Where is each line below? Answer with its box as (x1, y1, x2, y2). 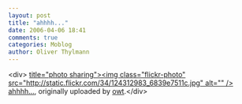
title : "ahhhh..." (8, 19, 69, 27)
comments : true (8, 33, 58, 42)
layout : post (8, 11, 51, 20)
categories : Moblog (8, 41, 73, 49)
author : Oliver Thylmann (8, 48, 90, 56)
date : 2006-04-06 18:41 (8, 26, 87, 34)
